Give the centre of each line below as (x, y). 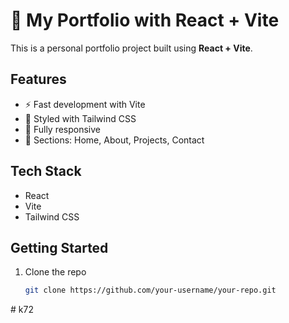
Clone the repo (55, 272)
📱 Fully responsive (63, 129)
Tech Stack (46, 171)
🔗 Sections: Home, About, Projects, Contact (114, 140)
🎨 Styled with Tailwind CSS (80, 118)
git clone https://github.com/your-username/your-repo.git (150, 290)
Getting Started (59, 247)
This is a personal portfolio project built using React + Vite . (131, 48)
